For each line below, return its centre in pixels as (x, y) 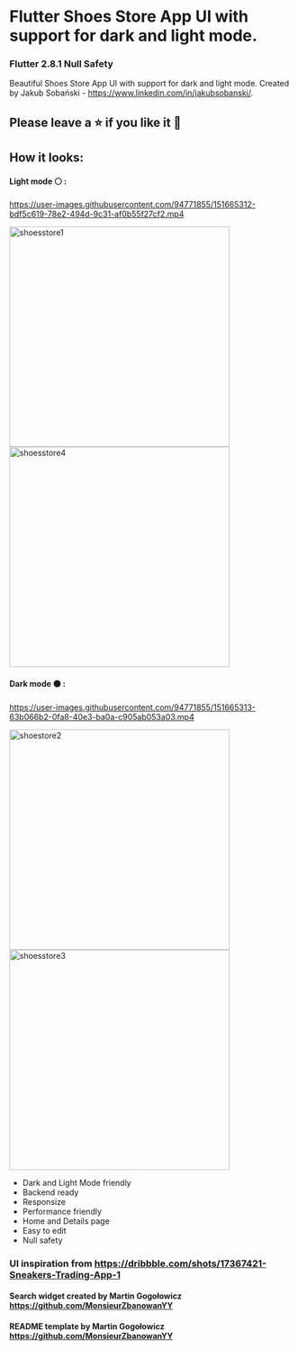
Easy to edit (44, 1230)
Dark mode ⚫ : (37, 684)
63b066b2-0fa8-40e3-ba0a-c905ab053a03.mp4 (102, 716)
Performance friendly (62, 1211)
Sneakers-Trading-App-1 (65, 1274)
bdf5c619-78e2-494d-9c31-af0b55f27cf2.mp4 (97, 214)
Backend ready (50, 1192)
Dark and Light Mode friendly (77, 1182)
